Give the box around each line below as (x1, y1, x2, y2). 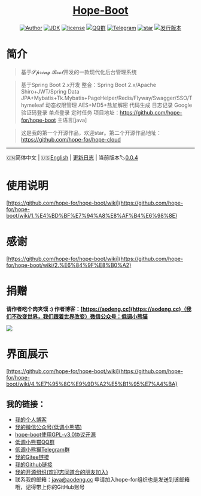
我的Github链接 (14, 461, 53, 468)
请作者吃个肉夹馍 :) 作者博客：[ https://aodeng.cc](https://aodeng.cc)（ (6, 305, 187, 312)
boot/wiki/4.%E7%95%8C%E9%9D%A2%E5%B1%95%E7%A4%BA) (6, 380, 178, 387)
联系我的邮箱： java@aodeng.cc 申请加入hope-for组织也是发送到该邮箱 (14, 476, 190, 483)
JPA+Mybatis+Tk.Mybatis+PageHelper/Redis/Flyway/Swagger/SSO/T (20, 94, 193, 101)
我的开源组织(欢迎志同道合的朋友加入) (14, 468, 109, 476)
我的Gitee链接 (14, 453, 50, 461)
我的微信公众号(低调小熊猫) (14, 423, 83, 431)
